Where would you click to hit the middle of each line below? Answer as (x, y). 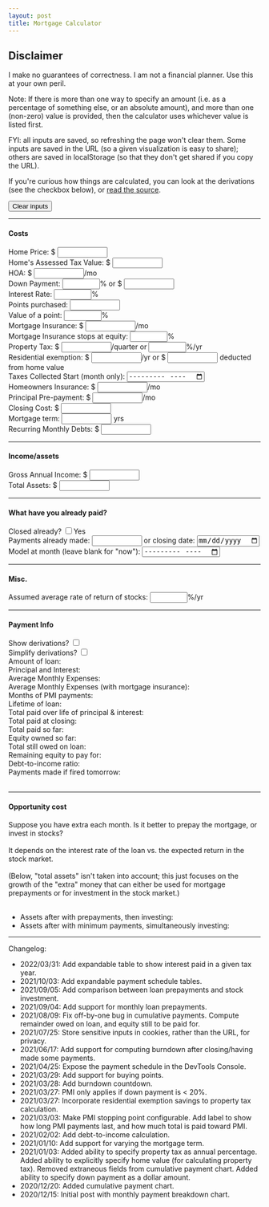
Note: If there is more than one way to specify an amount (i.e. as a (117, 99)
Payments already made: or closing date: (102, 541)
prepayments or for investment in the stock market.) (94, 892)
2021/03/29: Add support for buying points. (92, 1075)
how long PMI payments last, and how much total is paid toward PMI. (134, 1126)
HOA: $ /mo (53, 273)
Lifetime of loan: (35, 704)
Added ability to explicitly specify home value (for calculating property (136, 1160)
